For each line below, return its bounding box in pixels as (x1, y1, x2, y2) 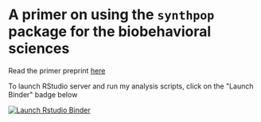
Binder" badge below (8, 89, 78, 99)
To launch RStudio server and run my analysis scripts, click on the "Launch (8, 81, 254, 91)
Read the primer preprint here (8, 65, 106, 75)
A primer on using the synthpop (8, 6, 215, 24)
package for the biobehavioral (8, 22, 212, 41)
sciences (8, 40, 70, 57)
